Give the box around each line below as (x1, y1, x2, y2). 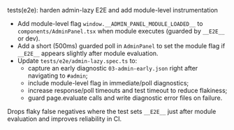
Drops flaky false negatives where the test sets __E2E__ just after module (7, 108, 217, 115)
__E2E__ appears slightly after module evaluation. (17, 49, 159, 57)
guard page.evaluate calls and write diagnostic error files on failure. (27, 94, 223, 102)
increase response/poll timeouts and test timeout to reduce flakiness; (27, 87, 228, 94)
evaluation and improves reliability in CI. (7, 115, 122, 123)
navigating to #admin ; (27, 71, 88, 80)
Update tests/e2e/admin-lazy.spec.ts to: (17, 57, 138, 65)
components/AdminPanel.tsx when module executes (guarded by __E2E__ (17, 27, 225, 35)
